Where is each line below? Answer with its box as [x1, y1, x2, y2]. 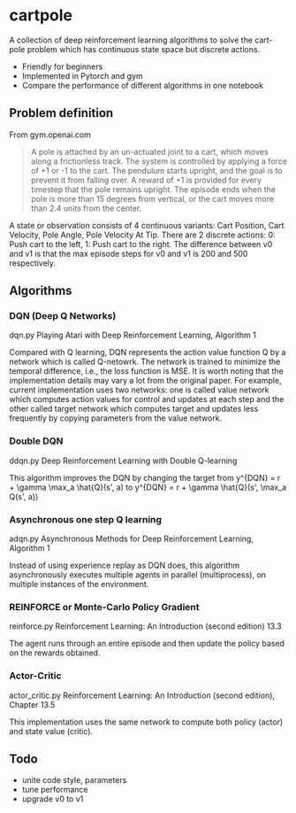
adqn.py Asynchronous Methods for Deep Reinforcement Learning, [9, 533, 254, 545]
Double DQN [9, 435, 64, 447]
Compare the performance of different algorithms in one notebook [21, 80, 263, 90]
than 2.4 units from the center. [30, 203, 142, 213]
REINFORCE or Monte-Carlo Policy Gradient [9, 600, 201, 613]
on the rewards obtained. [9, 647, 101, 658]
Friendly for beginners [21, 61, 103, 72]
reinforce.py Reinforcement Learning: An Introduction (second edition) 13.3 [9, 621, 282, 631]
